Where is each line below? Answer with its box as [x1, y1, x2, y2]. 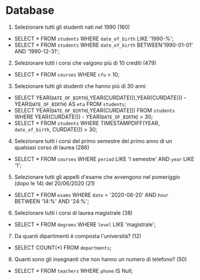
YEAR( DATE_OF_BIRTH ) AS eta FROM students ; [14, 100, 126, 108]
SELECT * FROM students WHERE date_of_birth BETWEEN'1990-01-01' [14, 41, 193, 48]
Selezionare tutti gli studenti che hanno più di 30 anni [14, 82, 146, 90]
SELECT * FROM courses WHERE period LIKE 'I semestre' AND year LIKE [14, 155, 195, 162]
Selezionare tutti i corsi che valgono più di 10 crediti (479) [14, 59, 157, 66]
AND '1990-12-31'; [14, 47, 60, 54]
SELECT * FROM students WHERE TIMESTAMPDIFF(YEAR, [14, 119, 160, 126]
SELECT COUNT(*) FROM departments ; [14, 244, 112, 251]
